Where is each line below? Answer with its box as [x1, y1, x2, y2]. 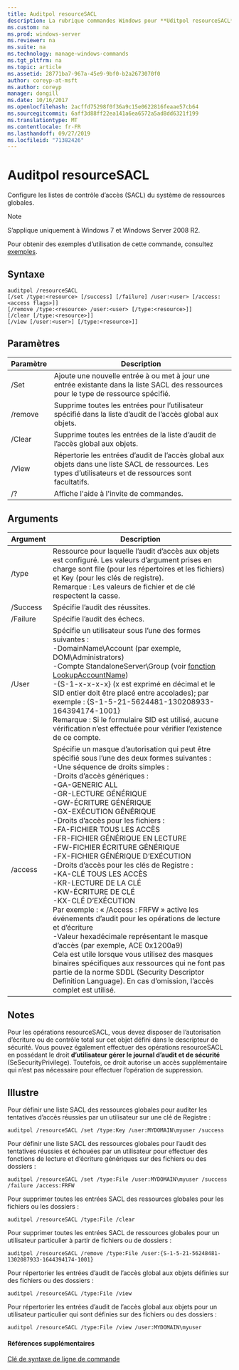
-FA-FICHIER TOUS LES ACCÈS [53, 824, 160, 834]
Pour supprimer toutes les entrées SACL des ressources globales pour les [7, 1194, 224, 1203]
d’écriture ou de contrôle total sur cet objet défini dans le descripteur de [7, 1035, 218, 1044]
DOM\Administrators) [53, 652, 124, 662]
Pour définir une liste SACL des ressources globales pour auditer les [7, 1105, 208, 1114]
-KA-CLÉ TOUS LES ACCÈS [53, 868, 148, 878]
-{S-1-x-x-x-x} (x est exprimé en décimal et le [53, 679, 216, 689]
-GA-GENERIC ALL [53, 779, 118, 789]
